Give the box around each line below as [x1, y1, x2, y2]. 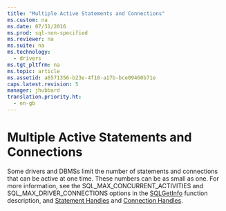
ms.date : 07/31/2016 [7, 23, 67, 30]
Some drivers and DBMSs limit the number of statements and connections [7, 167, 218, 175]
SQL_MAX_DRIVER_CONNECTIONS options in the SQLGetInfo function [7, 189, 208, 197]
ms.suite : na [7, 42, 45, 49]
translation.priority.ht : [7, 94, 82, 101]
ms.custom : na [7, 17, 48, 23]
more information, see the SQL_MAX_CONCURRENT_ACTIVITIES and [7, 181, 204, 190]
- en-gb [13, 100, 36, 107]
